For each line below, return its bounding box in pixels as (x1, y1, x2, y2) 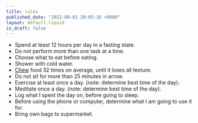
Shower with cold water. (14, 60, 74, 67)
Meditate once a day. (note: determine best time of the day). (14, 85, 161, 92)
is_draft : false (6, 25, 46, 31)
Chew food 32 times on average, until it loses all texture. (14, 66, 152, 74)
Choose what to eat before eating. (14, 54, 99, 61)
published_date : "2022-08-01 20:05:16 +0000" (6, 14, 120, 20)
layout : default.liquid (6, 20, 65, 25)
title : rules (6, 8, 38, 15)
